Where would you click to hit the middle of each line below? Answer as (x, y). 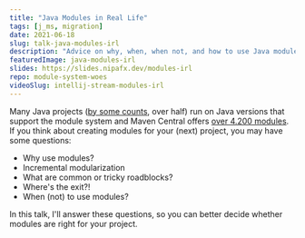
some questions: (40, 140)
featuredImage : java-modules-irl (73, 60)
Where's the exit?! (56, 186)
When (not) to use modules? (75, 196)
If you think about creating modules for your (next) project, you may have (146, 130)
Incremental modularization (74, 167)
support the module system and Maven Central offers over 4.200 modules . (149, 121)
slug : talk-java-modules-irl (64, 43)
